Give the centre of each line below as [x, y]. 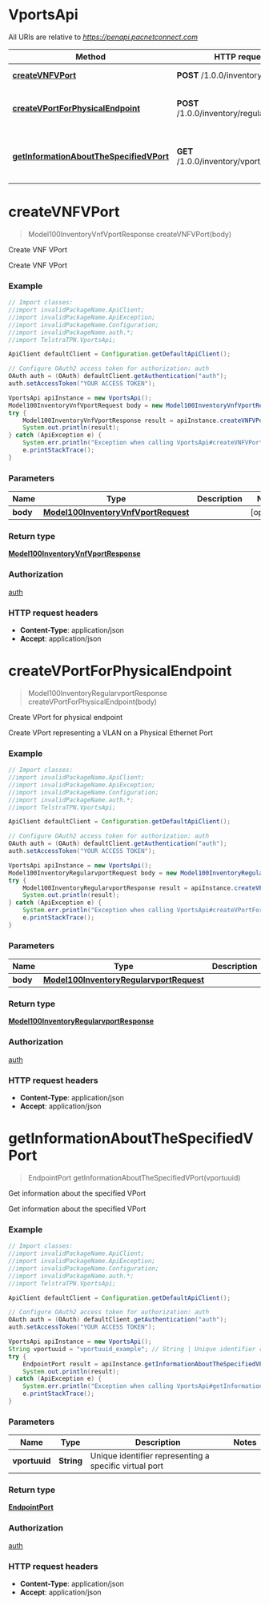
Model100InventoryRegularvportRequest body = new [93, 873]
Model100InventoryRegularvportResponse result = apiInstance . [128, 888]
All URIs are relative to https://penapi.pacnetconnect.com [103, 37]
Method [91, 56]
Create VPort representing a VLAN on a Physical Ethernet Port [111, 732]
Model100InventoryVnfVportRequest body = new [85, 405]
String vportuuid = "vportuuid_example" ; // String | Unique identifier [132, 1349]
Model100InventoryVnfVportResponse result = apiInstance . [121, 420]
